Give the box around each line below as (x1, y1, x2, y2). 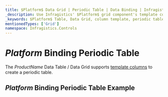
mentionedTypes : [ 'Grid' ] (5, 21, 59, 26)
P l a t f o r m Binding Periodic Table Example (5, 83, 135, 92)
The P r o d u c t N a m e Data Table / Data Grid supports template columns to (5, 64, 152, 70)
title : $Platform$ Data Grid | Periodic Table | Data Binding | (5, 7, 142, 12)
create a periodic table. (5, 69, 53, 75)
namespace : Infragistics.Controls (5, 26, 77, 31)
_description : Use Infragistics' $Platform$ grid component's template (5, 12, 157, 17)
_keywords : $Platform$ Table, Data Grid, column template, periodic (5, 16, 151, 21)
